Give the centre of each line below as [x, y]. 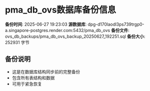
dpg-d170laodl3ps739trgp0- [116, 24]
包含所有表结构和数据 [33, 77]
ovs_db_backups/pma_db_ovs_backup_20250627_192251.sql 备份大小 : [75, 36]
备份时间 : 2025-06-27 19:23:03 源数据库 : [46, 24]
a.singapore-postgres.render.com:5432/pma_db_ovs [58, 30]
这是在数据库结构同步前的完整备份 [46, 72]
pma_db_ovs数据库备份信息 [60, 10]
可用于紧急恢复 [27, 84]
